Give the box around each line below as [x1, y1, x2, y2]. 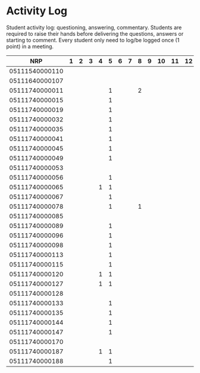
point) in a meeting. [6, 43, 54, 50]
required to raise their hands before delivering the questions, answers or [6, 30, 184, 37]
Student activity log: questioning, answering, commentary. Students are [6, 24, 182, 31]
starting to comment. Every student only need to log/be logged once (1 [6, 36, 180, 43]
